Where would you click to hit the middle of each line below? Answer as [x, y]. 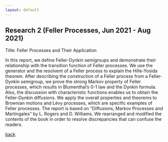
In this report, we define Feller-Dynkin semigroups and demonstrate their [81, 60]
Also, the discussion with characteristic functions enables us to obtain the [82, 92]
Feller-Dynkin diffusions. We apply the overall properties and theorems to [81, 98]
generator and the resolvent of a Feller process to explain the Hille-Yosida [81, 71]
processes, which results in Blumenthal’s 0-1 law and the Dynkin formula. [81, 87]
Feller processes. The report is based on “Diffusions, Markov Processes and [84, 109]
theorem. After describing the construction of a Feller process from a [77, 76]
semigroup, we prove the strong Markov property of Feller [81, 82]
